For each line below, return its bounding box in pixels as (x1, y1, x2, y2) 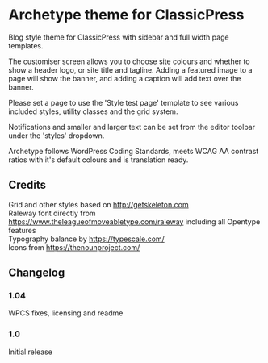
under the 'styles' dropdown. (8, 131, 105, 140)
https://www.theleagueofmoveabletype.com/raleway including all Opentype (8, 216, 261, 227)
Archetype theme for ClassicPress (8, 6, 245, 24)
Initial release (8, 347, 52, 357)
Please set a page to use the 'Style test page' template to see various (8, 98, 240, 107)
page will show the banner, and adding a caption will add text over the (8, 73, 241, 83)
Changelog (8, 266, 65, 280)
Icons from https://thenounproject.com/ (8, 242, 140, 252)
